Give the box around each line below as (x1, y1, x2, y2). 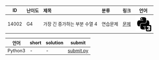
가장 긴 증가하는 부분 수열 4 (43, 21, 98, 27)
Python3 (7, 48, 25, 53)
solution (45, 40, 64, 46)
